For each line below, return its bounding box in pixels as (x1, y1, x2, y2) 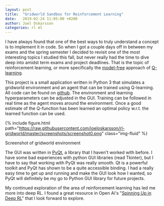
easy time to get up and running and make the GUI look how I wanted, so (5, 170, 152, 176)
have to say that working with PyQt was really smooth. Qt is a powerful (5, 160, 148, 166)
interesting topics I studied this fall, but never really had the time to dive (5, 54, 149, 60)
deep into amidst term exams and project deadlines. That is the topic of (5, 60, 149, 66)
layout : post (5, 7, 32, 12)
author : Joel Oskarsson (5, 21, 54, 26)
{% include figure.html (5, 120, 50, 126)
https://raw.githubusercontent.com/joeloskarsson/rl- (19, 125, 125, 131)
